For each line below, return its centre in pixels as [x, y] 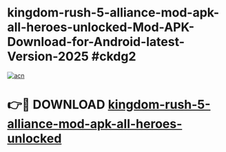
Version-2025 [48, 57]
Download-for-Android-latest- [96, 42]
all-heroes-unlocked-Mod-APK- [101, 27]
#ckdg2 [114, 57]
